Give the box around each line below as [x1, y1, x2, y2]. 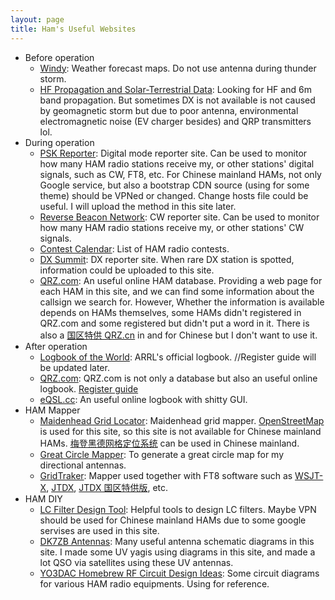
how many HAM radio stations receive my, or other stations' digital [39, 157, 315, 170]
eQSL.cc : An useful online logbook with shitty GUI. [39, 393, 248, 405]
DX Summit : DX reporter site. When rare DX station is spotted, [39, 253, 295, 265]
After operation [24, 340, 88, 352]
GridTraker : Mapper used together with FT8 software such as [39, 469, 293, 481]
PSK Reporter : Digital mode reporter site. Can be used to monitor [39, 147, 308, 159]
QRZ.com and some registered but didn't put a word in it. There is [39, 317, 310, 329]
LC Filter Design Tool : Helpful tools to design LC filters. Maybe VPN [39, 503, 317, 515]
